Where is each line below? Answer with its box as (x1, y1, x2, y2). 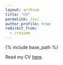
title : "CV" (5, 12, 30, 17)
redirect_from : (5, 26, 37, 31)
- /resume (10, 30, 30, 35)
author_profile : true (5, 21, 51, 26)
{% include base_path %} (5, 44, 58, 50)
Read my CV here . (5, 54, 43, 60)
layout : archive (5, 7, 39, 12)
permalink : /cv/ (5, 16, 39, 21)
